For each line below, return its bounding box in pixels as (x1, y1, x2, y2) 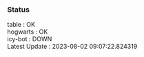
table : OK (7, 21, 36, 29)
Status (7, 5, 30, 14)
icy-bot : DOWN (7, 35, 52, 43)
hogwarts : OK (7, 27, 48, 36)
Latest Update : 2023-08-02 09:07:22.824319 (7, 43, 138, 51)
